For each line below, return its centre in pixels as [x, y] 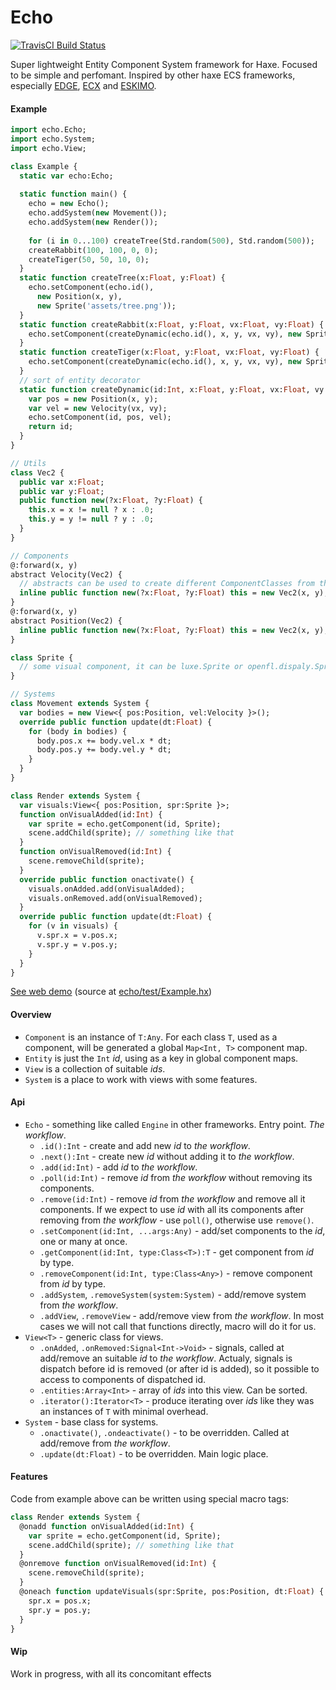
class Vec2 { [37, 472]
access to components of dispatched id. [123, 1379]
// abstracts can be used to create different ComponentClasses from [167, 584]
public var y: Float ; [62, 491]
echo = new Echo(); [69, 204]
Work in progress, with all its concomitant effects [111, 1673]
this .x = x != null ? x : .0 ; [91, 510]
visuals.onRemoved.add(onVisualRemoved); [115, 898]
